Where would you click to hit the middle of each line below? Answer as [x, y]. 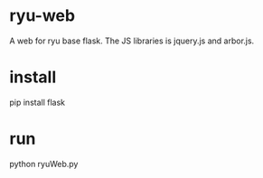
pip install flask [38, 102]
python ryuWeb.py [44, 164]
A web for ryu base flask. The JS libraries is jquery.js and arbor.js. [132, 41]
